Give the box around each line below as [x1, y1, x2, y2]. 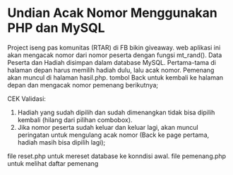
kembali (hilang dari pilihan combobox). [17, 115, 133, 124]
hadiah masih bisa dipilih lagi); [17, 138, 106, 146]
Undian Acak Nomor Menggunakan [7, 5, 217, 21]
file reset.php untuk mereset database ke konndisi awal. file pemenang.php [7, 152, 227, 160]
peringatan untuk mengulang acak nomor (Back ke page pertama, [17, 131, 210, 139]
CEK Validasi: [7, 94, 46, 103]
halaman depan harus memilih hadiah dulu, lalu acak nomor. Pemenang [7, 66, 215, 74]
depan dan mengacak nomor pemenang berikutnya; [7, 80, 159, 89]
